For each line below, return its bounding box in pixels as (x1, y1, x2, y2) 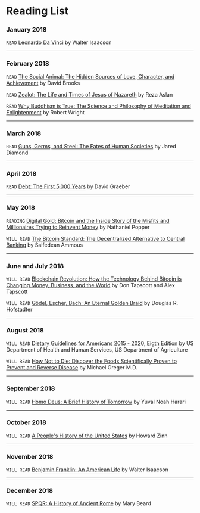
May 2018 (6, 204, 36, 212)
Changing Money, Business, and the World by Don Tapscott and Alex (6, 281, 176, 288)
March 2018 (6, 129, 42, 138)
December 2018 (6, 487, 54, 495)
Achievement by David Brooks (6, 79, 80, 86)
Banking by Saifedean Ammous (6, 241, 83, 248)
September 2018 (6, 384, 55, 393)
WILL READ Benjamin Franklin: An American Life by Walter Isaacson (6, 466, 168, 473)
